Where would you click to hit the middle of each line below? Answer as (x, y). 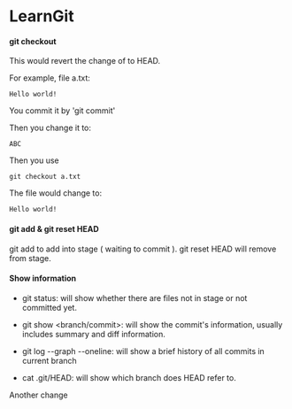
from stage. (30, 258)
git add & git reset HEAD (54, 228)
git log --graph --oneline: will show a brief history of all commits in (143, 351)
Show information (43, 278)
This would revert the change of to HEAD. (85, 61)
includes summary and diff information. (94, 334)
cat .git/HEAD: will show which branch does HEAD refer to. (129, 377)
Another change (38, 395)
